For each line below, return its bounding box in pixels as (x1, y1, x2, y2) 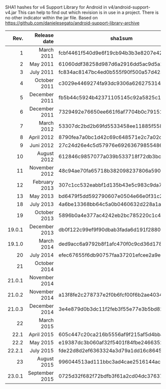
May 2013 (29, 193, 54, 199)
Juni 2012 (29, 142, 54, 148)
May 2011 (29, 61, 54, 67)
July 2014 (29, 252, 54, 259)
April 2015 (29, 331, 54, 338)
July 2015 (29, 347, 54, 354)
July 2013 (29, 201, 54, 207)
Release (34, 32, 54, 39)
